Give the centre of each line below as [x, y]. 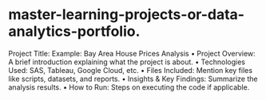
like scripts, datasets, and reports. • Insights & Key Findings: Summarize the [133, 79]
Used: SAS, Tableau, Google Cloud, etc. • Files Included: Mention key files [131, 70]
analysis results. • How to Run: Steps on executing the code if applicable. [129, 87]
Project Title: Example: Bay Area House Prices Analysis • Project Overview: [132, 53]
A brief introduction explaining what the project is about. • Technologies [127, 62]
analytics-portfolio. [74, 31]
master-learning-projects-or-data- [127, 15]
